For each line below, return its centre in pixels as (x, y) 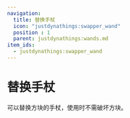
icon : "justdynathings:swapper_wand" (67, 26)
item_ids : (21, 45)
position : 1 (32, 32)
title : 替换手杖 (35, 20)
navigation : (24, 13)
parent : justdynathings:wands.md (61, 39)
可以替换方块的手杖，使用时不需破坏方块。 (67, 107)
